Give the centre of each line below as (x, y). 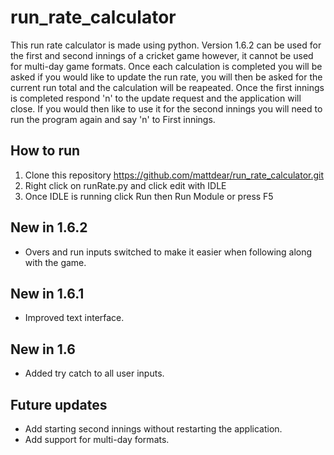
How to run (45, 151)
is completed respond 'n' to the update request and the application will (156, 98)
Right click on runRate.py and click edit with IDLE (125, 185)
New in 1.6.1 (47, 293)
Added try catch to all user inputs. (94, 373)
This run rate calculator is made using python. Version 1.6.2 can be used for (166, 45)
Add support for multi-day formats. (97, 439)
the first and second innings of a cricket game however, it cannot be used (162, 55)
